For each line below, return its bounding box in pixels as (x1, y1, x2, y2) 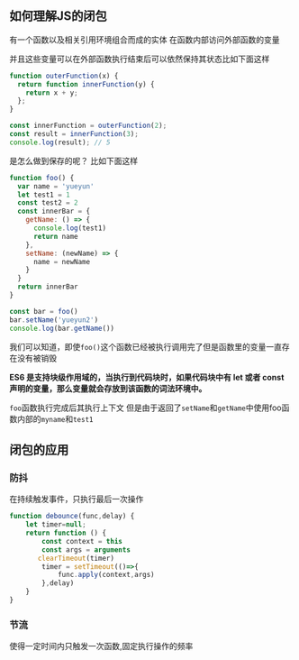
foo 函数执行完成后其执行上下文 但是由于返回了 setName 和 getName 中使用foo (9, 402, 282, 413)
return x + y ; (25, 88, 78, 97)
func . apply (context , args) (57, 571, 155, 580)
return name (32, 232, 78, 241)
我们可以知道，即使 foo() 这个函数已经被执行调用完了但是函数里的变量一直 (9, 341, 282, 352)
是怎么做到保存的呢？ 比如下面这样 (9, 155, 138, 166)
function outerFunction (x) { (9, 71, 119, 80)
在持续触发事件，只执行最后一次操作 (9, 494, 144, 505)
